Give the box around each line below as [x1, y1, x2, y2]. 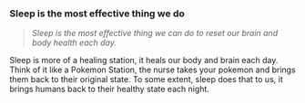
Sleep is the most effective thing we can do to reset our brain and [31, 28, 279, 39]
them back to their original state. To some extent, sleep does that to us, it [9, 74, 284, 85]
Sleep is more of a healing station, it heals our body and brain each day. [9, 55, 279, 66]
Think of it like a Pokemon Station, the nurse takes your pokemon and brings [9, 64, 296, 75]
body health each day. [31, 37, 117, 48]
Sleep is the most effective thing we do [9, 7, 185, 20]
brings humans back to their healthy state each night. [9, 84, 209, 95]
